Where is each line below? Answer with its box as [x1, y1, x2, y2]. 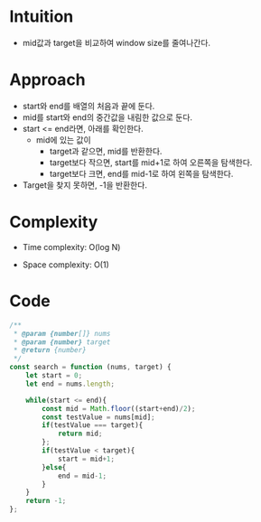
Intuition [9, 6, 74, 27]
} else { [42, 462, 67, 471]
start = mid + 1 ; [57, 454, 116, 463]
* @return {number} [13, 346, 88, 355]
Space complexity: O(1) [22, 259, 110, 270]
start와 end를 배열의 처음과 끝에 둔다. [22, 100, 155, 111]
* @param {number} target [13, 337, 111, 347]
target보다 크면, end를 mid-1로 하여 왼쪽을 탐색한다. [49, 168, 234, 179]
